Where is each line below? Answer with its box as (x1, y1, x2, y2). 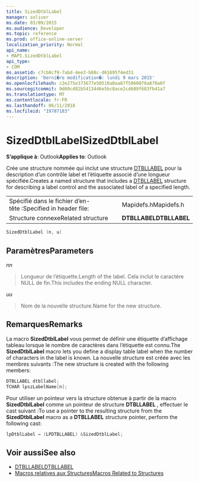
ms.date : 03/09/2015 (6, 20, 57, 26)
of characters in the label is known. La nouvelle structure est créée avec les (6, 354, 191, 361)
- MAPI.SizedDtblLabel (6, 53, 62, 59)
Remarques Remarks (6, 319, 83, 329)
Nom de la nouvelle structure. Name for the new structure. (20, 302, 162, 309)
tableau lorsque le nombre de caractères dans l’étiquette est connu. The (6, 341, 181, 348)
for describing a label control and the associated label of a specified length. (6, 183, 191, 191)
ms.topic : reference (6, 31, 57, 37)
